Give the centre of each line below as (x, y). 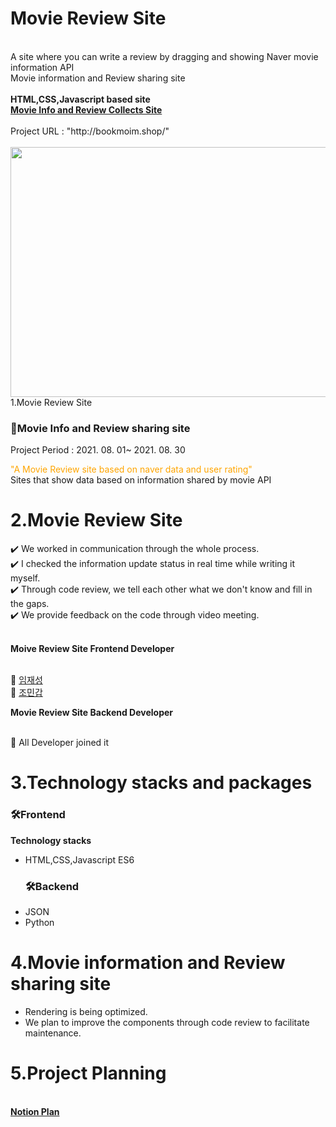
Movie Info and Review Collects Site (86, 109)
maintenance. (53, 1033)
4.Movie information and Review (148, 963)
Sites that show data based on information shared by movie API (141, 480)
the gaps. (30, 604)
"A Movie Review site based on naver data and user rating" (131, 469)
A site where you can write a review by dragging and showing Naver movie (164, 56)
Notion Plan (35, 1111)
